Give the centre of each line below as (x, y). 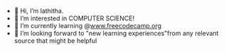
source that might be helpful (55, 41)
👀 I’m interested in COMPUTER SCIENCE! (74, 18)
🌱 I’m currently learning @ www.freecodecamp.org (88, 26)
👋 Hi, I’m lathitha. (39, 11)
